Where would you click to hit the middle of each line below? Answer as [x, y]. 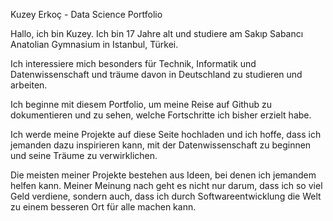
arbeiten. [29, 85]
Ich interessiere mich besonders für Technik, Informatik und [133, 63]
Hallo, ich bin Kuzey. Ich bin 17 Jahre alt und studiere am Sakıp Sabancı [157, 33]
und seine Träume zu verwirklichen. [84, 155]
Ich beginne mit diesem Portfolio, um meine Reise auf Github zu [141, 104]
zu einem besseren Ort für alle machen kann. [103, 207]
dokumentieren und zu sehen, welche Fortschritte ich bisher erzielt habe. [161, 115]
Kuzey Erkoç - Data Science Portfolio [86, 14]
